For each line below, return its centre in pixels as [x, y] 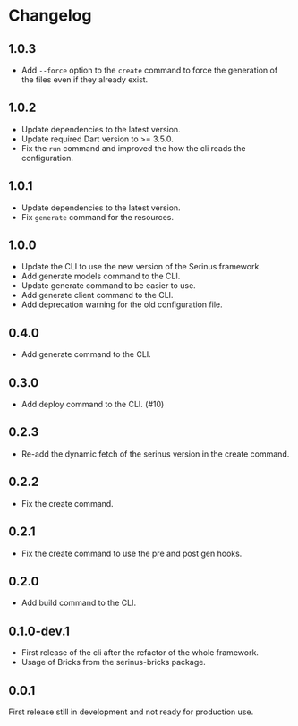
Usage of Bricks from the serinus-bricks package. [114, 662]
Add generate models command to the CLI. [101, 276]
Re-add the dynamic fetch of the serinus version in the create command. [155, 454]
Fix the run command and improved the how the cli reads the [133, 148]
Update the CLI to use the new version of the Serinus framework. [141, 267]
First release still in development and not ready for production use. [131, 712]
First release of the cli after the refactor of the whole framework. [140, 653]
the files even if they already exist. [85, 80]
